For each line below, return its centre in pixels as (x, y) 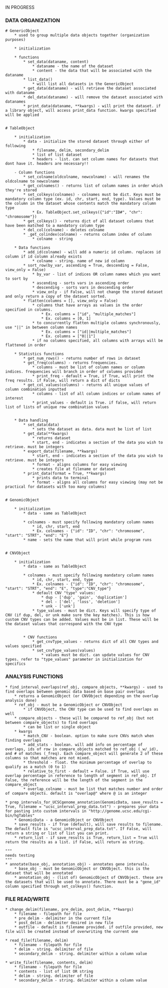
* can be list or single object (57, 727)
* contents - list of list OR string (54, 971)
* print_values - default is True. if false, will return (94, 403)
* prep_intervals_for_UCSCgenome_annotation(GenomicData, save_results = (84, 802)
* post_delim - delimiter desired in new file (64, 923)
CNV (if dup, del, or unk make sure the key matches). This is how (77, 615)
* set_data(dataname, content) (56, 62)
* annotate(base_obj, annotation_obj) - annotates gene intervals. (77, 864)
